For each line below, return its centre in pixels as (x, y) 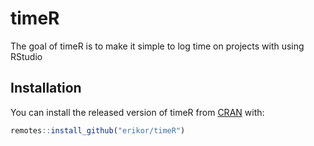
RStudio (26, 56)
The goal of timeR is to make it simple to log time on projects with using (157, 46)
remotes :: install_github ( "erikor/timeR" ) (98, 130)
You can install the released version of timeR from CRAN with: (137, 112)
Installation (46, 88)
